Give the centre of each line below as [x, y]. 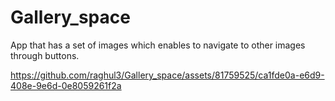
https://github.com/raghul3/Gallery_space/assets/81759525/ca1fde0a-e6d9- [167, 75]
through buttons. [45, 55]
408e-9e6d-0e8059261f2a [66, 85]
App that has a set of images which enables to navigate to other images [158, 45]
